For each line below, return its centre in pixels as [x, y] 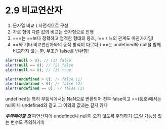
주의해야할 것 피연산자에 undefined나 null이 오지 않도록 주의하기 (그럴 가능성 [81, 116]
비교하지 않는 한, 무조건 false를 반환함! [51, 51]
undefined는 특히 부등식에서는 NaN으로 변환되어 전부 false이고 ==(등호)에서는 [83, 99]
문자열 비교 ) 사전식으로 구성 [40, 25]
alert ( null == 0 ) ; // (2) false [39, 65]
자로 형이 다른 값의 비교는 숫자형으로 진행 [53, 31]
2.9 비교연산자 [34, 10]
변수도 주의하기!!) [28, 122]
